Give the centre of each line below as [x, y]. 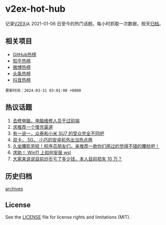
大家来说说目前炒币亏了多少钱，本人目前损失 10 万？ [68, 159]
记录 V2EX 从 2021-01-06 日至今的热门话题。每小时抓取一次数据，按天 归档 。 [85, 23]
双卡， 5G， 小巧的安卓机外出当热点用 [53, 139]
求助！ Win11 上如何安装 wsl [42, 152]
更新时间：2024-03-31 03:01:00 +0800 [43, 90]
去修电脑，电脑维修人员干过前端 [46, 121]
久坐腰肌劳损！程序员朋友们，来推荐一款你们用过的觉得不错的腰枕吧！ [86, 146]
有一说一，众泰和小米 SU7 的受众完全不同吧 [58, 133]
